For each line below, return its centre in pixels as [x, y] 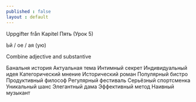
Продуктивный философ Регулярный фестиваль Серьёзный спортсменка [98, 80]
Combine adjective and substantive [49, 56]
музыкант [18, 93]
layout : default [27, 17]
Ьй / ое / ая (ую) [26, 45]
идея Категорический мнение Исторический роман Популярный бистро [97, 74]
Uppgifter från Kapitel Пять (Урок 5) [50, 33]
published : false [28, 11]
